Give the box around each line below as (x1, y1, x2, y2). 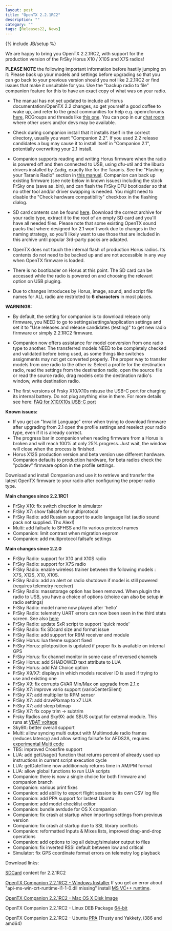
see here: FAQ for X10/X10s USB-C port (12, 399, 96, 405)
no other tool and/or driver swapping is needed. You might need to (12, 188, 154, 195)
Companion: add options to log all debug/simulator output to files (12, 839, 150, 845)
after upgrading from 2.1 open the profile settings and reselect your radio (12, 424, 166, 430)
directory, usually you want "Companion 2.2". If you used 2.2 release (12, 135, 158, 141)
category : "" (5, 22, 33, 27)
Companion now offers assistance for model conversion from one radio (12, 340, 164, 346)
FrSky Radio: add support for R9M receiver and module (12, 632, 130, 638)
